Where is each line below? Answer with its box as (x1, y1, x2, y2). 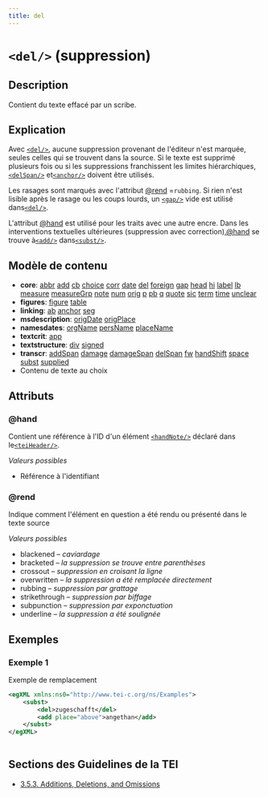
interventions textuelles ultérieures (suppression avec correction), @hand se (8, 227, 260, 237)
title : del (8, 11, 45, 20)
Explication (8, 123, 66, 137)
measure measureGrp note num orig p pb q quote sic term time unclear (19, 289, 258, 299)
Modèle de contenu (8, 258, 108, 272)
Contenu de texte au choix (19, 365, 108, 375)
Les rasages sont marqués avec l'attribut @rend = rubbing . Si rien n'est (8, 186, 243, 196)
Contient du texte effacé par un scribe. (8, 100, 137, 109)
